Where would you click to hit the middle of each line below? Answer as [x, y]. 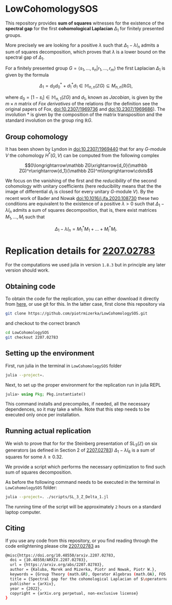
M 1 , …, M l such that [25, 218]
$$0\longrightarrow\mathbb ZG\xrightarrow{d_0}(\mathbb [86, 165]
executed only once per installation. [43, 415]
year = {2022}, [26, 589]
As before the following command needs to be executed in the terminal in [83, 482]
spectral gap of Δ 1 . [25, 58]
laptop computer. [23, 512]
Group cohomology [37, 137]
